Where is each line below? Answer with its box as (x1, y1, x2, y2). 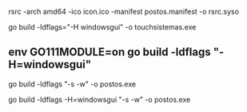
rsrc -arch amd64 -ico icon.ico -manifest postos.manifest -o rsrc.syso (8, 7, 240, 16)
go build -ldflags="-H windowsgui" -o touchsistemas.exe (8, 22, 197, 31)
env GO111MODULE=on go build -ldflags (8, 46, 212, 59)
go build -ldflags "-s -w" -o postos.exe (8, 79, 137, 89)
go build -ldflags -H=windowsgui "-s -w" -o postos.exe (8, 94, 191, 104)
